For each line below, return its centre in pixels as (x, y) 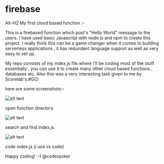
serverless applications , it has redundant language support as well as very (82, 48)
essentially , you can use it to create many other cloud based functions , (79, 69)
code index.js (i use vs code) (35, 146)
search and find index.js (30, 127)
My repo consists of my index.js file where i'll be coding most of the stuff (80, 63)
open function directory (29, 108)
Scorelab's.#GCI (22, 79)
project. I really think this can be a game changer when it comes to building (82, 43)
